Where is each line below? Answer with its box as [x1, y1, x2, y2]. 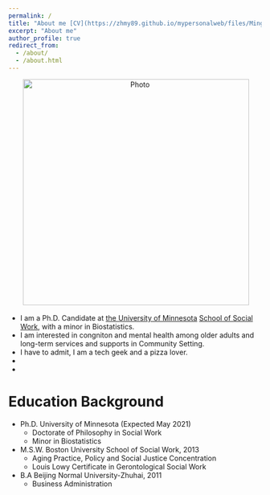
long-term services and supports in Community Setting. [19, 338, 205, 348]
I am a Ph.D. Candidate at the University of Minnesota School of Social [19, 313, 253, 322]
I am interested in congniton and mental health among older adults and [19, 330, 255, 340]
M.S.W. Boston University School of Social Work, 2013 [19, 444, 199, 454]
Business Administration [31, 479, 112, 489]
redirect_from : [8, 42, 59, 50]
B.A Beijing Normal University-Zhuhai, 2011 [19, 470, 162, 480]
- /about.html [15, 57, 63, 65]
